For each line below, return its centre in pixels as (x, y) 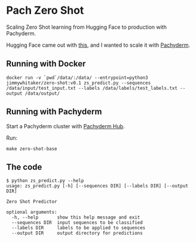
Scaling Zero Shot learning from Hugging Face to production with (87, 27)
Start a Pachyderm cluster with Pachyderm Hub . (65, 126)
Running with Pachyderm (54, 112)
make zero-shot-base (32, 149)
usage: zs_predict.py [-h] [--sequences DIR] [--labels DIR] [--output (97, 186)
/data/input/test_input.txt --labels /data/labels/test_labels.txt (92, 88)
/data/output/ (42, 93)
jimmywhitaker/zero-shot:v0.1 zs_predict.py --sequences (79, 83)
